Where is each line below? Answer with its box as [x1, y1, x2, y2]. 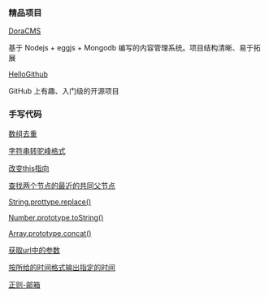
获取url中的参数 [8, 245, 61, 255]
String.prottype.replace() [8, 197, 92, 207]
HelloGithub [8, 69, 49, 79]
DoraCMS [8, 26, 41, 36]
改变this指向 [8, 163, 50, 173]
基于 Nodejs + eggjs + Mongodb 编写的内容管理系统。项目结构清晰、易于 [8, 43, 254, 53]
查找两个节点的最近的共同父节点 [8, 181, 115, 190]
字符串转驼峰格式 [8, 146, 66, 155]
